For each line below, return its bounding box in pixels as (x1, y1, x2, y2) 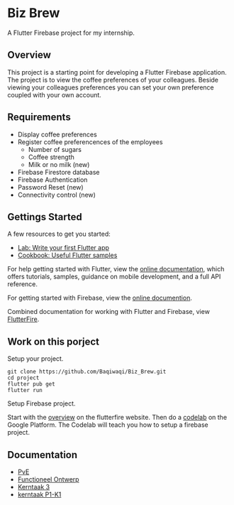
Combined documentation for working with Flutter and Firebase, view (7, 308, 211, 316)
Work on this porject (7, 335, 100, 347)
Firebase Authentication (17, 175, 88, 184)
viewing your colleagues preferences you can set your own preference (7, 83, 214, 92)
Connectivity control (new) (17, 190, 96, 199)
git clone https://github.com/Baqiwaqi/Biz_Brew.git (7, 368, 167, 376)
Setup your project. (7, 354, 64, 363)
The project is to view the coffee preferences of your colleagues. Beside (7, 75, 218, 84)
